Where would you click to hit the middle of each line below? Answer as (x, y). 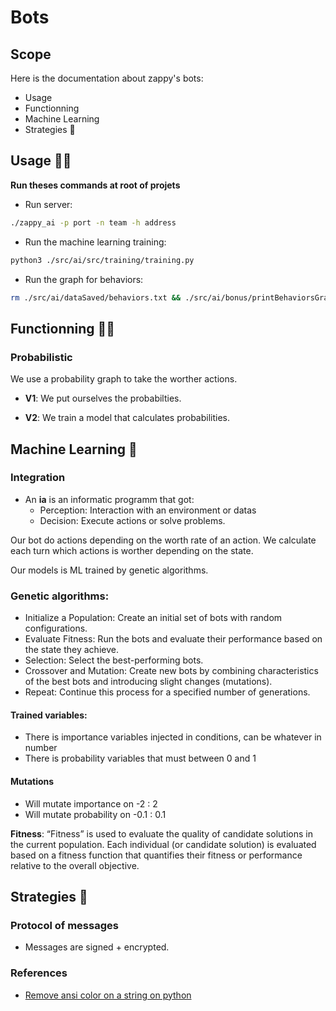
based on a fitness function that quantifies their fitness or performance (156, 855)
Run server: (48, 204)
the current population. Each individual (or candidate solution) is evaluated (163, 844)
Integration (38, 478)
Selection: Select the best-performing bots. (114, 660)
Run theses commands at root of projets (95, 185)
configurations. (56, 628)
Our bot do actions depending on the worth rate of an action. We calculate (163, 540)
